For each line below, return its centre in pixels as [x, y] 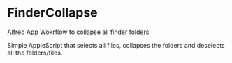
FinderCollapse [52, 13]
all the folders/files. [35, 53]
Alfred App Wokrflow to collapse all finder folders [78, 32]
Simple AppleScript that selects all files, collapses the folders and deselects [116, 45]
